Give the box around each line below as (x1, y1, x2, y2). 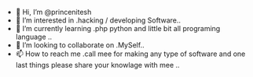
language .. (15, 32, 53, 41)
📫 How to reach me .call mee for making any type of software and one (15, 49, 246, 58)
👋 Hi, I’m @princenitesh (15, 8, 92, 16)
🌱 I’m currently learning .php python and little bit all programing (15, 24, 221, 33)
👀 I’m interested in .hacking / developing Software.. (15, 16, 181, 25)
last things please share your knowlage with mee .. (15, 61, 180, 69)
